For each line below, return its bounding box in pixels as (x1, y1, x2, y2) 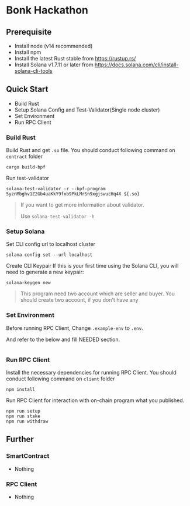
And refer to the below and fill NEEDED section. (6, 336, 120, 343)
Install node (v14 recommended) (14, 42, 93, 49)
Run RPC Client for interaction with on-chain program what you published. (6, 397, 185, 404)
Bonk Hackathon (6, 4, 89, 17)
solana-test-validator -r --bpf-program (6, 186, 106, 192)
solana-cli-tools (14, 68, 53, 74)
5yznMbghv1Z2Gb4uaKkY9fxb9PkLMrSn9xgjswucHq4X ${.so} (6, 191, 140, 197)
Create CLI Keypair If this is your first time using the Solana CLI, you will (6, 262, 179, 269)
